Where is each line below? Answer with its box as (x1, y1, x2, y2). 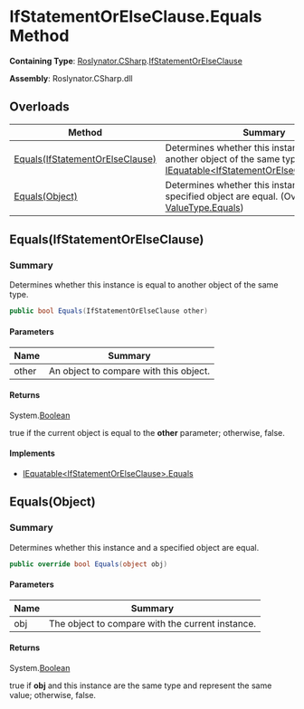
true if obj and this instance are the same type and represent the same (9, 680, 272, 691)
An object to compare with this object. (48, 364, 211, 377)
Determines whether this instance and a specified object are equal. (9, 542, 260, 553)
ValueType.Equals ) (165, 201, 244, 213)
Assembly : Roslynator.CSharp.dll (9, 72, 133, 83)
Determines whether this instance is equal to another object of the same (9, 279, 279, 290)
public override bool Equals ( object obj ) (9, 559, 168, 569)
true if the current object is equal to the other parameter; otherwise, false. (9, 427, 285, 438)
